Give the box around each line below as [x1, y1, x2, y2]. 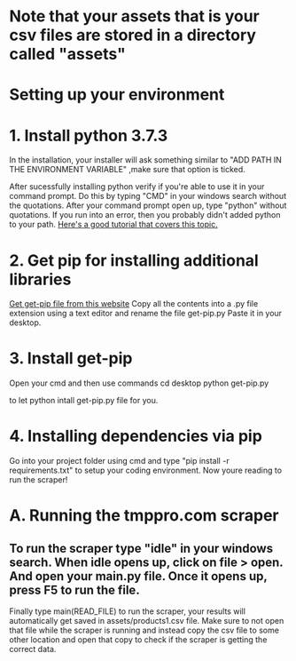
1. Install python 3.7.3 [9, 125, 168, 146]
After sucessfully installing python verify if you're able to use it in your [9, 181, 265, 192]
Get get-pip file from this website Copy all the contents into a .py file [9, 299, 259, 309]
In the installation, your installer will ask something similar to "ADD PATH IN [9, 155, 282, 165]
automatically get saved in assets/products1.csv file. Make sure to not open [9, 616, 284, 626]
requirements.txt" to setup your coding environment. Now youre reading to [9, 465, 282, 476]
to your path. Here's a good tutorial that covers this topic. [9, 219, 219, 230]
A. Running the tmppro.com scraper [9, 506, 279, 526]
